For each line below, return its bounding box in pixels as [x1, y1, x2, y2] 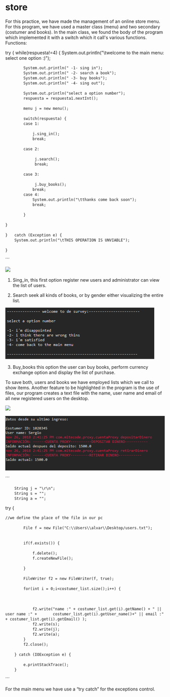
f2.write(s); [32, 622, 60, 627]
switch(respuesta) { [23, 116, 67, 121]
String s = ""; [14, 491, 47, 496]
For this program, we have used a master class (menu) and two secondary [5, 23, 160, 29]
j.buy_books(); [34, 182, 67, 187]
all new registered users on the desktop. [5, 395, 90, 401]
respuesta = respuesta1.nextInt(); [23, 96, 99, 101]
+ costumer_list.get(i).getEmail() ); [5, 616, 87, 622]
